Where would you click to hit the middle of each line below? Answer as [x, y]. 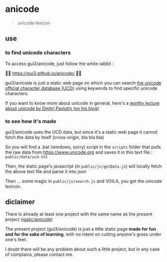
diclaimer [20, 202]
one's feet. [16, 239]
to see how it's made [31, 121]
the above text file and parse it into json [46, 171]
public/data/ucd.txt [27, 157]
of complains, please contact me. [39, 254]
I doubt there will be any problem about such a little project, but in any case [83, 249]
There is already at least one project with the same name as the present [79, 214]
